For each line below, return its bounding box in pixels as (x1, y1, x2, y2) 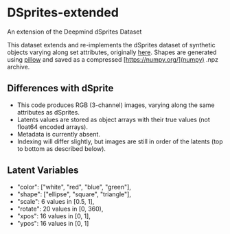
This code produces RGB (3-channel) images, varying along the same (16, 101, 215, 109)
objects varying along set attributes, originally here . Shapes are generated (7, 48, 217, 56)
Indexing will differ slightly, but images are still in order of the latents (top (16, 137, 223, 145)
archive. (7, 62, 30, 71)
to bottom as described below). (16, 144, 106, 152)
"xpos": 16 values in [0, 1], (16, 211, 91, 220)
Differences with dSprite (7, 82, 114, 94)
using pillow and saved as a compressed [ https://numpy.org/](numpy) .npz (7, 55, 218, 63)
